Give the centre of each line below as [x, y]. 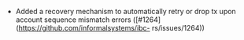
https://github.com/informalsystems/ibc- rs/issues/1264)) [111, 28]
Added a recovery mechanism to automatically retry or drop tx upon [126, 11]
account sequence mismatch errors [73, 20]
